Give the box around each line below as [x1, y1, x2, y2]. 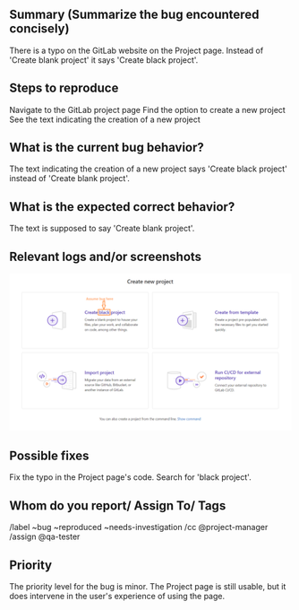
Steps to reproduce [9, 81, 119, 96]
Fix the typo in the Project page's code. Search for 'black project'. [9, 472, 252, 483]
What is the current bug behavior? [9, 140, 204, 155]
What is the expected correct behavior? [9, 199, 235, 214]
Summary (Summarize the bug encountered [9, 7, 260, 22]
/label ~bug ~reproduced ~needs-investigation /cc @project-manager [9, 522, 269, 533]
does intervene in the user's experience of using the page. [9, 591, 226, 602]
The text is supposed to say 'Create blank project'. [9, 223, 195, 234]
